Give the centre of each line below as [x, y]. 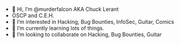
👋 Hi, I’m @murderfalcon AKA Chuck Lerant [65, 9]
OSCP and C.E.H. [33, 15]
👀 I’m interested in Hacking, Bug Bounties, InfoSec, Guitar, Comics [93, 22]
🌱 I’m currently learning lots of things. [58, 28]
